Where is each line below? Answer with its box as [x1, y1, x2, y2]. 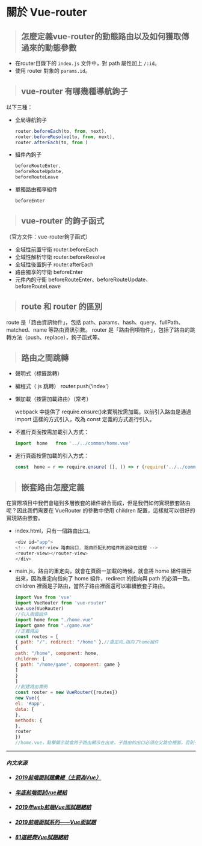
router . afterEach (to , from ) [14, 139, 88, 145]
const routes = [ [14, 633, 59, 640]
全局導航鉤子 [14, 116, 47, 123]
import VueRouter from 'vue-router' [14, 600, 107, 606]
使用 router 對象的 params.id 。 [14, 67, 91, 74]
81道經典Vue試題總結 [14, 833, 69, 841]
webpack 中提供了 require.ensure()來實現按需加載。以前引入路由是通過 [14, 408, 192, 415]
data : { [14, 706, 34, 712]
